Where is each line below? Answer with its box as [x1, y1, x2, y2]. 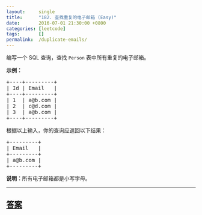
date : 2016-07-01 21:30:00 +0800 [6, 20, 106, 26]
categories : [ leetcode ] [6, 25, 66, 32]
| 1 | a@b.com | [6, 97, 57, 103]
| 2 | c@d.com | [6, 103, 57, 109]
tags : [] [6, 31, 44, 37]
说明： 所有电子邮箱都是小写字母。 [6, 175, 91, 182]
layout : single [6, 8, 55, 15]
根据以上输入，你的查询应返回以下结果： [6, 127, 106, 134]
